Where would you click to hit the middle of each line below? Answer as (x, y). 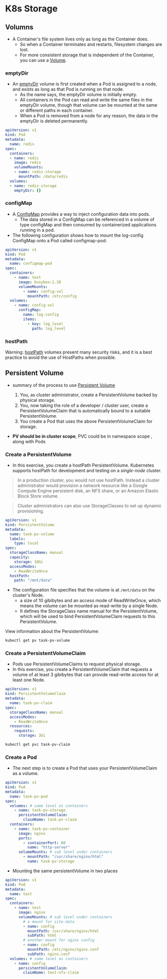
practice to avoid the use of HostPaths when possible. (61, 357)
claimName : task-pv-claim (50, 820)
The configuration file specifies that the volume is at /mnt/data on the (83, 590)
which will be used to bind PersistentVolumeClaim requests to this (87, 617)
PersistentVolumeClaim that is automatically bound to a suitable (85, 410)
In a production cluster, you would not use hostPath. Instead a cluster (88, 480)
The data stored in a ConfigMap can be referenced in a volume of (87, 219)
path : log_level (49, 328)
